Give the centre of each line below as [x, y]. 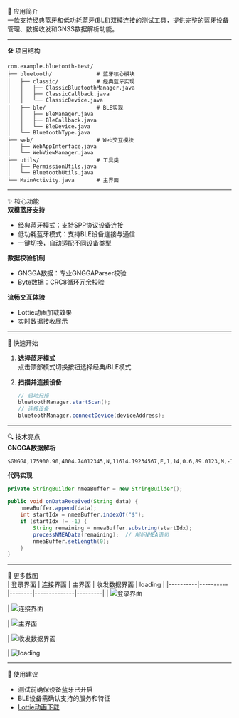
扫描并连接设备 [39, 382]
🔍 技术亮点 [24, 436]
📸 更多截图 [23, 576]
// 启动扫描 [33, 396]
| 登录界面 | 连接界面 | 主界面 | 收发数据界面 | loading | [86, 585]
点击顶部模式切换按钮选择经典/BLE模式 [74, 367]
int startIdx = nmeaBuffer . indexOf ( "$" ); [82, 515]
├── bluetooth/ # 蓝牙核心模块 [71, 74]
